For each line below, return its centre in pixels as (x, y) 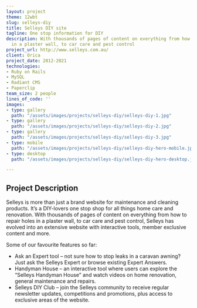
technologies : (23, 66)
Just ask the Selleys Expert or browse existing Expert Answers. (91, 263)
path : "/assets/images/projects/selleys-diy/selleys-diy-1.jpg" (91, 115)
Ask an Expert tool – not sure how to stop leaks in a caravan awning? (97, 256)
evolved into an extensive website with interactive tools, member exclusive (96, 227)
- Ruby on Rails (26, 72)
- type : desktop (26, 153)
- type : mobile (25, 143)
